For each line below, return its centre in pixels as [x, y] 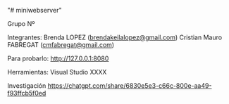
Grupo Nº [21, 24]
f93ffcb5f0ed [27, 93]
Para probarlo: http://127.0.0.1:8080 [58, 58]
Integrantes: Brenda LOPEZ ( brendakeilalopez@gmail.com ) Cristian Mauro [115, 37]
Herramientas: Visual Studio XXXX [57, 72]
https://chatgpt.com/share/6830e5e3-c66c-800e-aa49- [130, 86]
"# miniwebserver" [35, 10]
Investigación [27, 86]
